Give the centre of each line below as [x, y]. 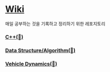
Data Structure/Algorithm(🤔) [40, 50]
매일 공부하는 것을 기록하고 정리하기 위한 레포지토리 [55, 23]
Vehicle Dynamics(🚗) [31, 63]
